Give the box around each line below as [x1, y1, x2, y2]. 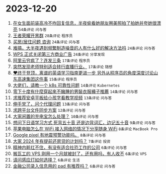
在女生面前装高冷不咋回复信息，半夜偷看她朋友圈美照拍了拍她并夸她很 [12, 20, 157, 26]
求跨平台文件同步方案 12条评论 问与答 [12, 107, 86, 113]
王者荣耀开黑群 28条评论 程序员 [12, 32, 73, 38]
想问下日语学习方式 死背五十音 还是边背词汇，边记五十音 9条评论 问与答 [12, 119, 156, 125]
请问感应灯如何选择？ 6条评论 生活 [12, 157, 80, 163]
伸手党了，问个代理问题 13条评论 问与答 [12, 100, 90, 107]
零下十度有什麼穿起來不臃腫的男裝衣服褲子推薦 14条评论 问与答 [12, 88, 138, 94]
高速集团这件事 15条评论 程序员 [17, 76, 78, 82]
